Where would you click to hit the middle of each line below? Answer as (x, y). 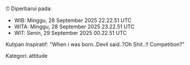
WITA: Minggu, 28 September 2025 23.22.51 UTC (74, 27)
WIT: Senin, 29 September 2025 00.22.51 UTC (71, 33)
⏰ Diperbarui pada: (29, 9)
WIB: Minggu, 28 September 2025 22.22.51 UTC (73, 20)
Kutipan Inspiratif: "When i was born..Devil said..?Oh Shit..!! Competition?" (95, 44)
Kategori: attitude (27, 56)
